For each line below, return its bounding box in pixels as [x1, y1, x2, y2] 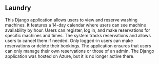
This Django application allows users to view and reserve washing [5, 17, 138, 22]
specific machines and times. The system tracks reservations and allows [5, 32, 151, 38]
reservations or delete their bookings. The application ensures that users [5, 43, 151, 48]
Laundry [5, 4, 31, 12]
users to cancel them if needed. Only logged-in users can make [5, 38, 133, 43]
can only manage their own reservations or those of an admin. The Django [5, 48, 155, 54]
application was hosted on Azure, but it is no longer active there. [5, 53, 135, 59]
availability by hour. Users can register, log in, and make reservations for [5, 27, 150, 33]
